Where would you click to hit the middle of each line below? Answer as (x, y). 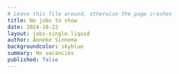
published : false (33, 60)
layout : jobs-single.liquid (49, 33)
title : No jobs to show (42, 20)
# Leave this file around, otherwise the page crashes (90, 14)
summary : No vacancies (41, 54)
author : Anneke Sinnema (42, 40)
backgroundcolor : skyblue (45, 47)
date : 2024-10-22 (33, 27)
